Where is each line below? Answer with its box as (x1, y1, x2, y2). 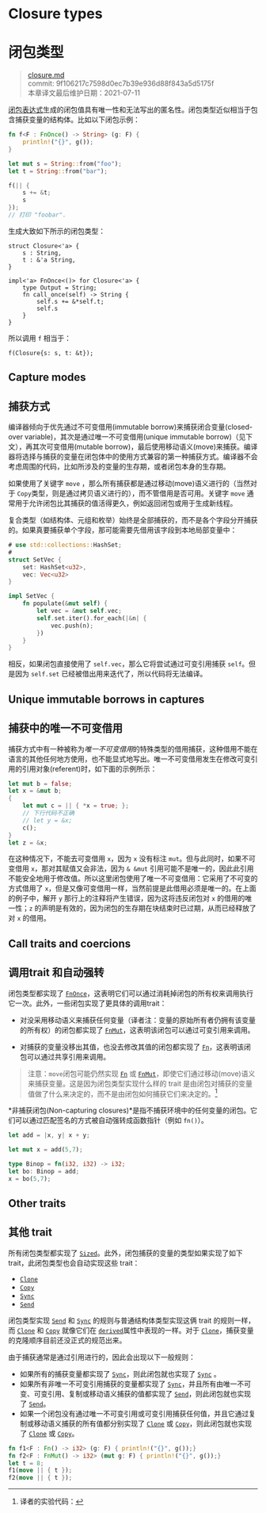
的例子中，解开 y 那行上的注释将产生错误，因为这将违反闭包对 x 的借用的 (8, 894, 245, 903)
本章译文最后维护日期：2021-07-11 (27, 88, 141, 98)
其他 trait (8, 1226, 53, 1239)
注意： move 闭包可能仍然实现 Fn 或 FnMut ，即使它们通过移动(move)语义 (27, 1068, 256, 1078)
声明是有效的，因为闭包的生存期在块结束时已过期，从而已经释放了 (41, 903, 257, 913)
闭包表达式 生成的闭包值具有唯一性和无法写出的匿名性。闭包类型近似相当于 (8, 105, 251, 115)
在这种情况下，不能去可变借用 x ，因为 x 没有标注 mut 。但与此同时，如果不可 (8, 854, 256, 864)
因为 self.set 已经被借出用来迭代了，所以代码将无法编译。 (14, 669, 207, 679)
